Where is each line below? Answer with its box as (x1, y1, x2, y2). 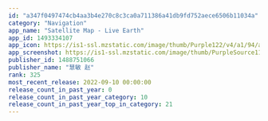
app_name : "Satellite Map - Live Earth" (8, 26, 145, 34)
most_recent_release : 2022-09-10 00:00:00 (8, 78, 152, 86)
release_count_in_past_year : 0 (8, 85, 112, 94)
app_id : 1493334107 (8, 33, 73, 42)
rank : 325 (8, 71, 41, 79)
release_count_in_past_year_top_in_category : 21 (8, 100, 173, 108)
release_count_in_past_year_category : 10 (8, 93, 148, 101)
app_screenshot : (8, 49, 62, 57)
